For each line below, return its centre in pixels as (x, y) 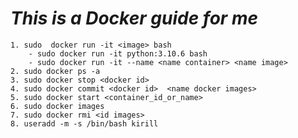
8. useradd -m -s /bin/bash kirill (84, 123)
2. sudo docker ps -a (55, 71)
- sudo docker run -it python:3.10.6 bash (118, 53)
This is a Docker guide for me (134, 18)
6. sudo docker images (57, 106)
